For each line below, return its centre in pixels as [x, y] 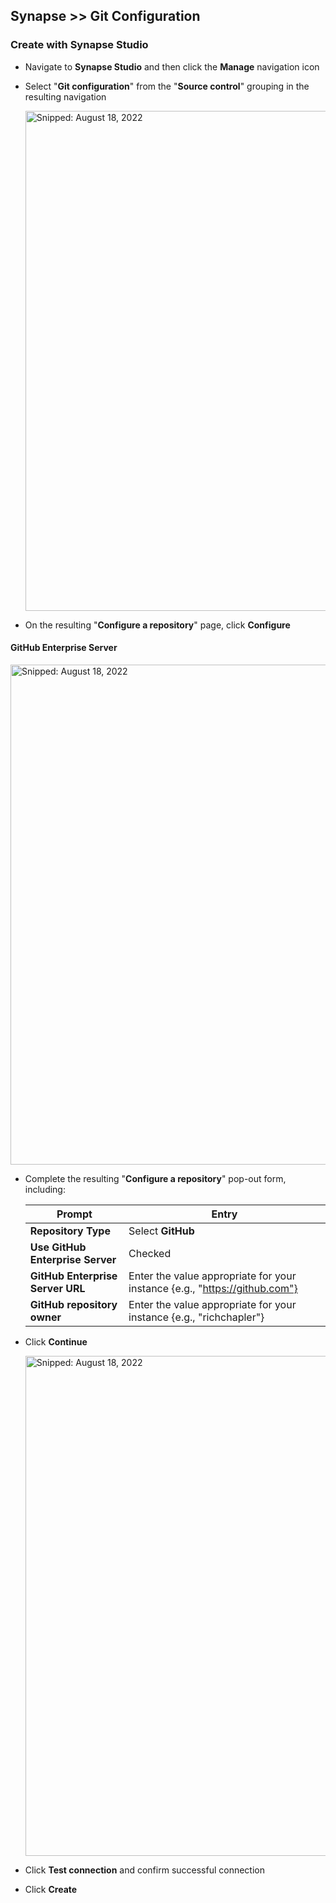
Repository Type [70, 1231]
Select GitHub [161, 1231]
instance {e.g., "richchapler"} [196, 1317]
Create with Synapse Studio [79, 45]
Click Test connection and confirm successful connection [145, 1870]
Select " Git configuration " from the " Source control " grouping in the [167, 86]
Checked [150, 1253]
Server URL [57, 1288]
